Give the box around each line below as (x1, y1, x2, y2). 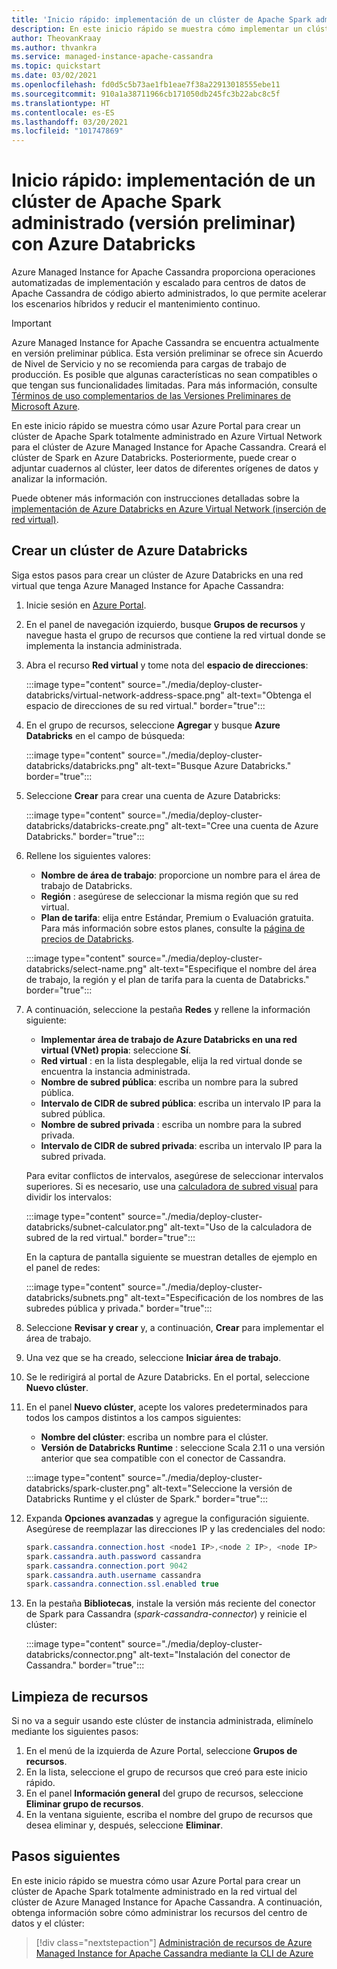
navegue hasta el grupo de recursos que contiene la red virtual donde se (25, 629, 326, 641)
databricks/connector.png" (25, 1649, 138, 1661)
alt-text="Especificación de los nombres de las (130, 1291, 324, 1303)
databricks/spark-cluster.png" (25, 1482, 151, 1494)
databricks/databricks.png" (25, 759, 139, 771)
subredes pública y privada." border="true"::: (25, 1302, 213, 1314)
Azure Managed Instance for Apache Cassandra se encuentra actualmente (11, 337, 320, 349)
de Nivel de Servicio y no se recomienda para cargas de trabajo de (11, 358, 287, 370)
